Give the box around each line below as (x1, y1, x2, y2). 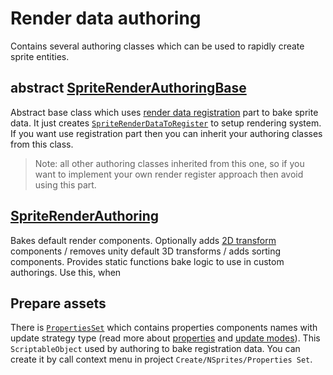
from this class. (10, 138, 74, 150)
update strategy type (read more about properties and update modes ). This (10, 332, 321, 344)
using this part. (34, 178, 97, 191)
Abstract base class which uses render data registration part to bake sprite (10, 106, 319, 118)
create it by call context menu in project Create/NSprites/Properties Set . (10, 353, 313, 366)
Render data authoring (10, 7, 202, 30)
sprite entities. (10, 50, 70, 62)
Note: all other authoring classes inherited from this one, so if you (34, 157, 305, 169)
